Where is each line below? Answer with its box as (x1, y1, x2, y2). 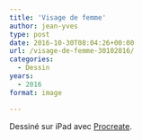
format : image (9, 88, 63, 97)
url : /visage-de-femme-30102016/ (9, 47, 135, 56)
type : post (9, 30, 50, 39)
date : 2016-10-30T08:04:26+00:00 (9, 38, 135, 48)
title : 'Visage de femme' (9, 13, 106, 22)
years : (9, 72, 34, 81)
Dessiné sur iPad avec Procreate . (9, 120, 132, 131)
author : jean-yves (9, 22, 78, 31)
